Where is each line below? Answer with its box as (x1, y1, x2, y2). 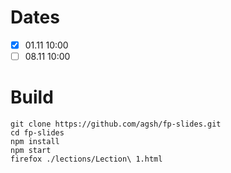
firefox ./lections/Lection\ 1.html (10, 154, 163, 164)
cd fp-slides (10, 128, 65, 138)
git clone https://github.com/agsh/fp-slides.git (10, 119, 222, 129)
